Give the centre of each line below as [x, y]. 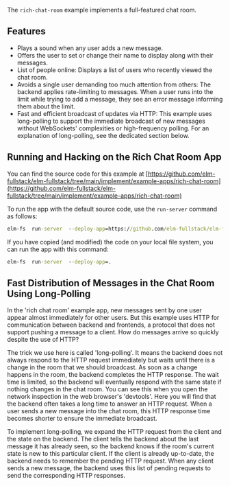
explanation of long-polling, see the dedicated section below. [103, 135]
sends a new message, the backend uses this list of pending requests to [109, 468]
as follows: [22, 216]
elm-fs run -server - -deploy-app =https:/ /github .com [86, 229]
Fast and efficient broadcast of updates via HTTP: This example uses [114, 113]
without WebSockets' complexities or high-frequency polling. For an [113, 128]
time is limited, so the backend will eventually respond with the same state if [114, 382]
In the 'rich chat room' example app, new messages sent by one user [104, 310]
